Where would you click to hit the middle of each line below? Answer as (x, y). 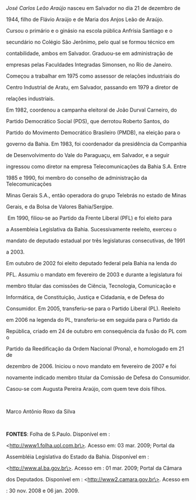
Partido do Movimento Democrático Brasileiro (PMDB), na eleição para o (93, 133)
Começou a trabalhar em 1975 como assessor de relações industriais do (93, 76)
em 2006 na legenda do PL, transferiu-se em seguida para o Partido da (92, 320)
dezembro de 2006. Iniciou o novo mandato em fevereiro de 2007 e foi (91, 366)
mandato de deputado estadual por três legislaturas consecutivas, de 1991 (96, 241)
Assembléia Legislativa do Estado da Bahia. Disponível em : (78, 457)
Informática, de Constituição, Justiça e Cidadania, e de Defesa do (85, 297)
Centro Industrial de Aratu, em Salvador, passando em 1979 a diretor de (92, 87)
